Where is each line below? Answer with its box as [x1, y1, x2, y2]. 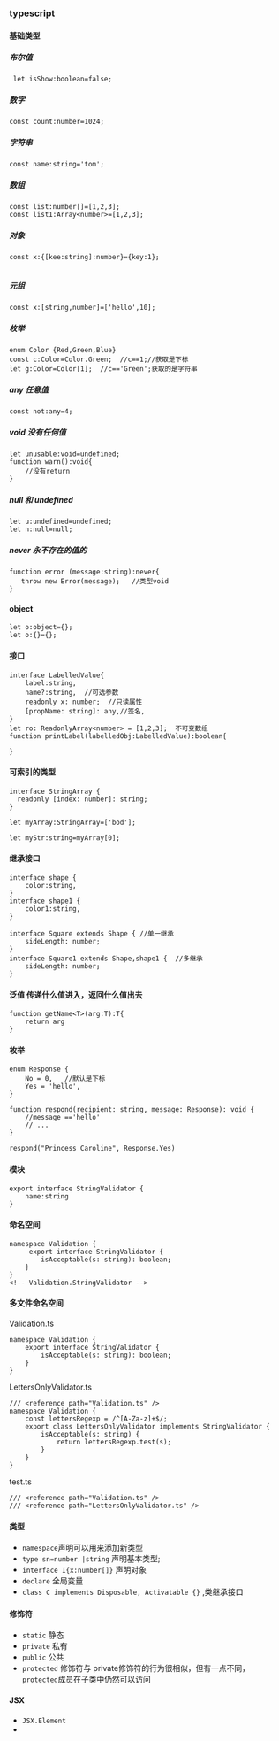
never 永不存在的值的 [9, 544, 87, 555]
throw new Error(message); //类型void [20, 577, 170, 586]
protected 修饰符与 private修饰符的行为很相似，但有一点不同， [21, 1663, 250, 1674]
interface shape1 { [9, 897, 81, 905]
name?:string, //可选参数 [25, 688, 119, 697]
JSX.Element [21, 1716, 66, 1725]
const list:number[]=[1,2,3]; [9, 203, 121, 212]
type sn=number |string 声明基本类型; [21, 1553, 161, 1564]
